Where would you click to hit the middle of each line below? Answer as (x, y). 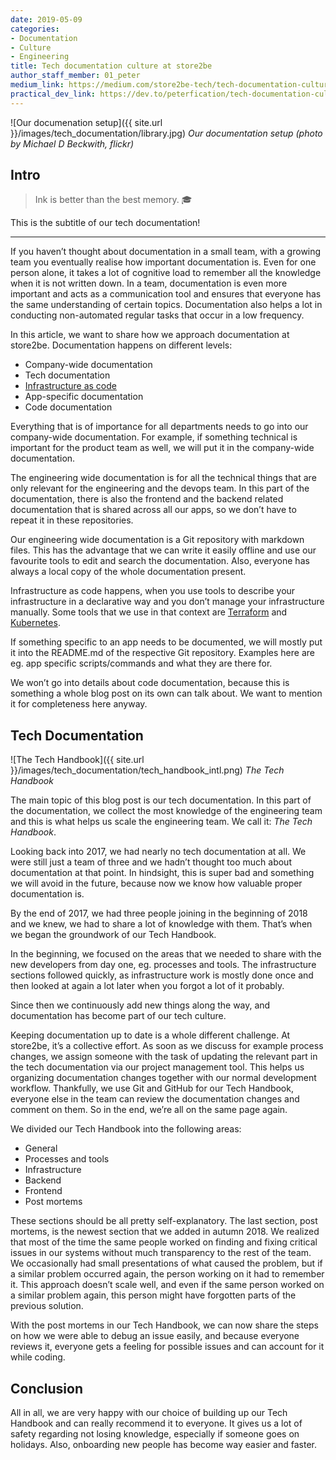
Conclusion (47, 1388)
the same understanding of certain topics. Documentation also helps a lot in (166, 305)
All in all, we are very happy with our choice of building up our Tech (149, 1413)
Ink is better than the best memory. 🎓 (113, 200)
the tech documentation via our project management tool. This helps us (157, 1067)
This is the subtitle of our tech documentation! (105, 223)
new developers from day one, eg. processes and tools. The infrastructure (163, 965)
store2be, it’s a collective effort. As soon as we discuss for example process (167, 1046)
